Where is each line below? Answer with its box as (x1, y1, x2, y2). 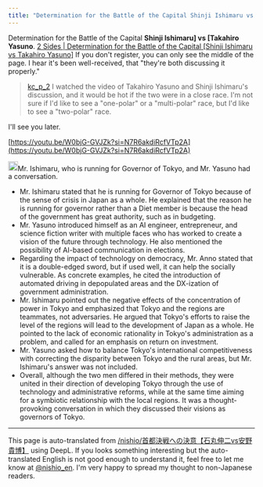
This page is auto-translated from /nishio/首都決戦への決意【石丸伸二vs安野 (8, 436, 253, 445)
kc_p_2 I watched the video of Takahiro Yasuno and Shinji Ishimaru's (27, 82, 249, 91)
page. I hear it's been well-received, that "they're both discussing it (8, 58, 225, 68)
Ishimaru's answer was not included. (19, 362, 139, 372)
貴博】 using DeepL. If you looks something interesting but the (8, 445, 210, 456)
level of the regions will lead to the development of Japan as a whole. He (19, 320, 254, 330)
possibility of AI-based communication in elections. (19, 245, 186, 255)
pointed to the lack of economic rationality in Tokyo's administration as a (19, 329, 254, 339)
